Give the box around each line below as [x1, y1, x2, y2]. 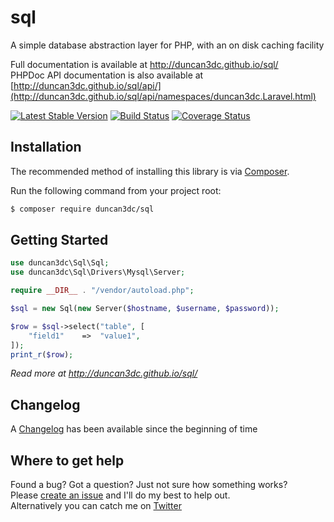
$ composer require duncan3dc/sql [10, 204, 155, 214]
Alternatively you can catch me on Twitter [10, 500, 182, 512]
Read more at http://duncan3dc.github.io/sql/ [10, 367, 198, 380]
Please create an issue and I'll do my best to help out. [10, 489, 231, 501]
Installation [10, 139, 82, 156]
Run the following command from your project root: [10, 184, 222, 196]
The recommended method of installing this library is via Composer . [10, 165, 290, 177]
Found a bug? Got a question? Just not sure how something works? [10, 479, 288, 491]
